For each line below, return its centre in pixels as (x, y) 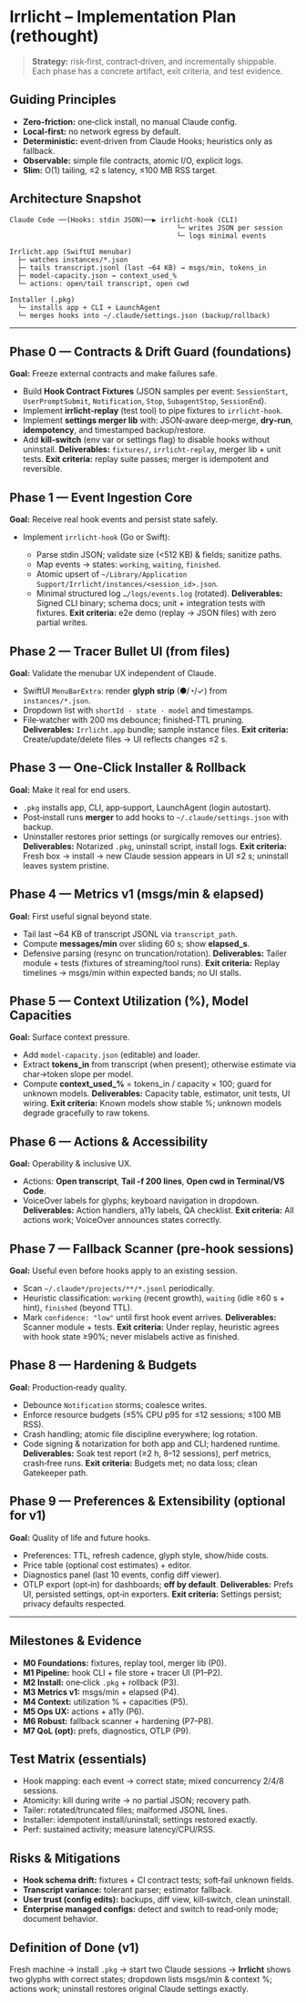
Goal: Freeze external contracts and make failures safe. (113, 374)
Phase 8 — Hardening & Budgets (103, 1366)
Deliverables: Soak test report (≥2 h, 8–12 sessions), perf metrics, (147, 1453)
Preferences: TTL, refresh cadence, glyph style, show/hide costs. (145, 1555)
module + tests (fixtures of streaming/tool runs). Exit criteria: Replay (151, 962)
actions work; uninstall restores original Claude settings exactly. (129, 1988)
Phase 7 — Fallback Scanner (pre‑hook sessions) (152, 1249)
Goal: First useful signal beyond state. (81, 916)
